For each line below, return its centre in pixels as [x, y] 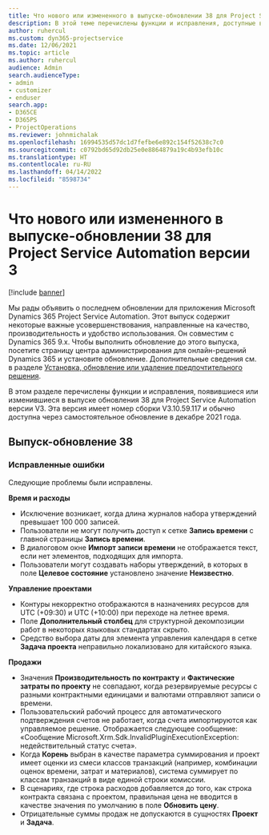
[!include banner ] [37, 292]
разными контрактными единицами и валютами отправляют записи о [140, 694]
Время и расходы [39, 498]
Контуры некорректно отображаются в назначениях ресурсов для [134, 604]
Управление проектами [50, 588]
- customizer [30, 90]
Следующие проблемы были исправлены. [80, 482]
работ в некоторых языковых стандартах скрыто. [104, 629]
